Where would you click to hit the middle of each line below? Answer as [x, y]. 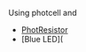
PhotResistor [44, 30]
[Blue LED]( [42, 39]
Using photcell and [43, 13]
